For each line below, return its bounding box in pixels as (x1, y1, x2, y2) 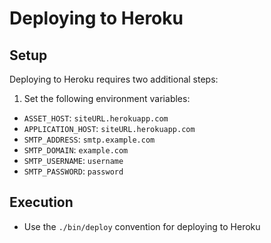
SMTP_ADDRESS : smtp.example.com (23, 133, 156, 145)
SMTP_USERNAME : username (23, 155, 124, 166)
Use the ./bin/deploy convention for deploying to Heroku (23, 220, 261, 232)
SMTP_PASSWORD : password (23, 165, 124, 177)
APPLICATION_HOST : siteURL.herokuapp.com (23, 123, 196, 134)
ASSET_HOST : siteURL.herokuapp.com (23, 112, 169, 124)
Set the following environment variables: (23, 93, 191, 104)
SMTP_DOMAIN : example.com (23, 144, 129, 156)
